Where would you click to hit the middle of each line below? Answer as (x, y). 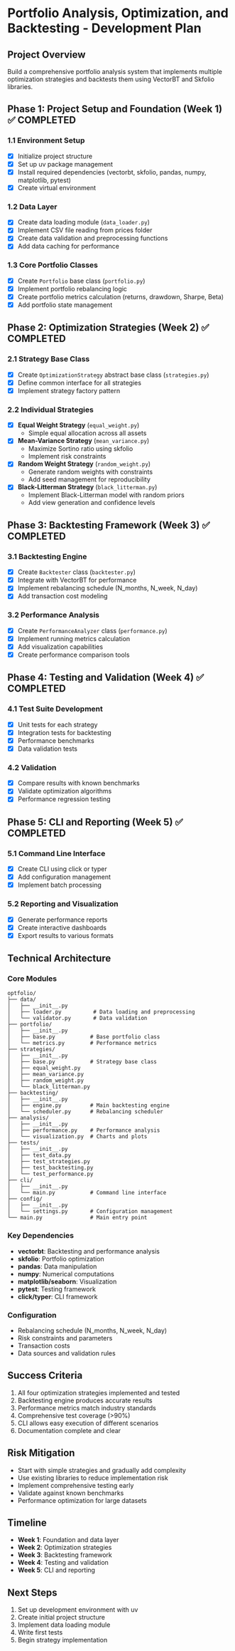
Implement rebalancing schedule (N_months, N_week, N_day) (108, 588)
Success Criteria (45, 1376)
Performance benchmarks (56, 740)
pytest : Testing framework (56, 1289)
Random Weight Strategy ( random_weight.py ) (84, 464)
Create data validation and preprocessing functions (93, 238)
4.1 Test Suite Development (55, 709)
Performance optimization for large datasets (82, 1500)
